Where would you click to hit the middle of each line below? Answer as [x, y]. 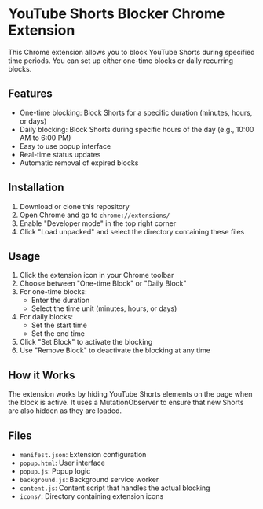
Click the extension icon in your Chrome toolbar [97, 275]
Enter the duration [60, 301]
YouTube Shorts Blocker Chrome [117, 14]
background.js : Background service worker [89, 479]
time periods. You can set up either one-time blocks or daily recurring [121, 61]
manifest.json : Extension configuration [83, 454]
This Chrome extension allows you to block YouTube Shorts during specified [131, 52]
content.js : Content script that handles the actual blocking [115, 488]
